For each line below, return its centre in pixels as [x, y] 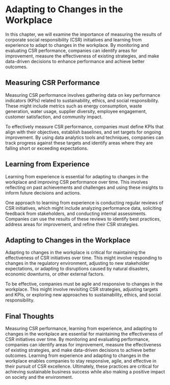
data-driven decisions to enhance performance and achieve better [75, 61]
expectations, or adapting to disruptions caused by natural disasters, [77, 269]
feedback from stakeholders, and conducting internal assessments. [76, 213]
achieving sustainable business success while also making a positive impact [85, 372]
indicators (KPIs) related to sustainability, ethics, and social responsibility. [82, 100]
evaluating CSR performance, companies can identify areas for [71, 50]
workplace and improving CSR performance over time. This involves [77, 182]
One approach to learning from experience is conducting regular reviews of [84, 203]
